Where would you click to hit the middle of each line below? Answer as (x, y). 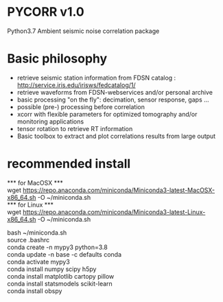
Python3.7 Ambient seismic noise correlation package (83, 31)
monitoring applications (50, 121)
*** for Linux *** (30, 205)
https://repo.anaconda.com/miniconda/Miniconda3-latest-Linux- (114, 212)
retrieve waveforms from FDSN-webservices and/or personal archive (115, 92)
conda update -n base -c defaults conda (64, 254)
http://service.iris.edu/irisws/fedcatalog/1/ (76, 85)
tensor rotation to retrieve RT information (75, 128)
